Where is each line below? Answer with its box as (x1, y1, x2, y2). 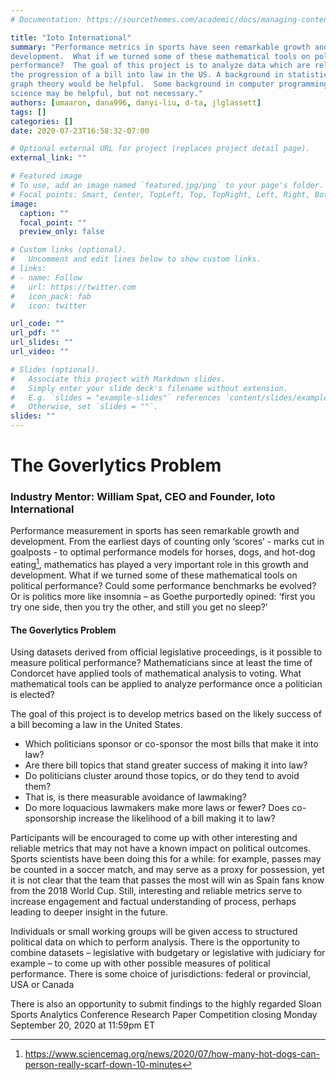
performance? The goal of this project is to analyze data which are (10, 61, 311, 71)
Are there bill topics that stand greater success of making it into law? (24, 759, 308, 771)
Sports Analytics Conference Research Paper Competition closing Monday (10, 1009, 318, 1021)
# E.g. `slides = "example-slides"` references (10, 392, 222, 403)
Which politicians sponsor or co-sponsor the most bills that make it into (24, 738, 319, 750)
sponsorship (24, 812, 77, 825)
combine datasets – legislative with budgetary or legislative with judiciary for (10, 947, 326, 959)
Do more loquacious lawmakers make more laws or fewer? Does (24, 802, 290, 814)
